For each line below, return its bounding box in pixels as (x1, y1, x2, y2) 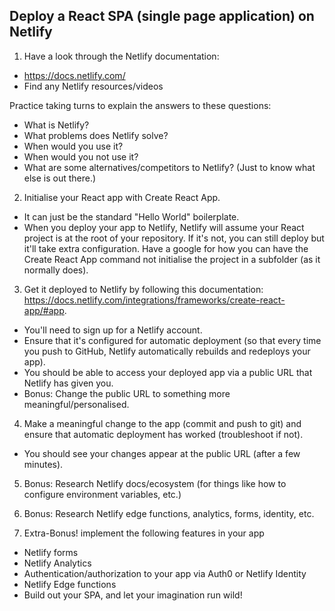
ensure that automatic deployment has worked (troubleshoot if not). (23, 428, 304, 440)
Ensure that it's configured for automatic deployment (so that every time (23, 334, 322, 346)
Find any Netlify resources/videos (23, 80, 164, 92)
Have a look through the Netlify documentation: (23, 50, 220, 62)
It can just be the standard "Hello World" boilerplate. (23, 210, 240, 223)
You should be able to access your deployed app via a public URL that (23, 366, 313, 378)
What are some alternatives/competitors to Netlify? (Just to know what (23, 161, 316, 173)
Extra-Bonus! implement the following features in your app (23, 527, 265, 539)
